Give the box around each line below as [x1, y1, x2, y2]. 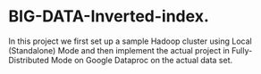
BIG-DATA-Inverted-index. [8, 6, 209, 27]
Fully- [231, 45, 253, 55]
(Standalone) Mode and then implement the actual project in [8, 45, 230, 55]
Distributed [8, 54, 50, 65]
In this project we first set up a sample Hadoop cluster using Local [8, 36, 252, 46]
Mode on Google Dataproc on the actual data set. [51, 54, 233, 65]
